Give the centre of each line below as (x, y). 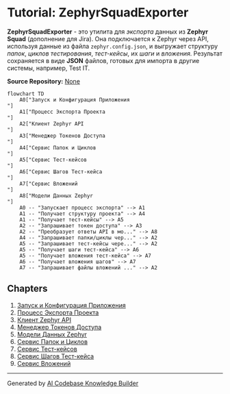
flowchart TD (26, 94)
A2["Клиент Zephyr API (52, 124)
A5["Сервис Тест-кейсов (53, 160)
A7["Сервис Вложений (49, 184)
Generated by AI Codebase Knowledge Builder (73, 383)
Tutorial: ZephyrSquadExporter (98, 13)
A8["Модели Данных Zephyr (56, 196)
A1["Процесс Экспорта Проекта (63, 112)
